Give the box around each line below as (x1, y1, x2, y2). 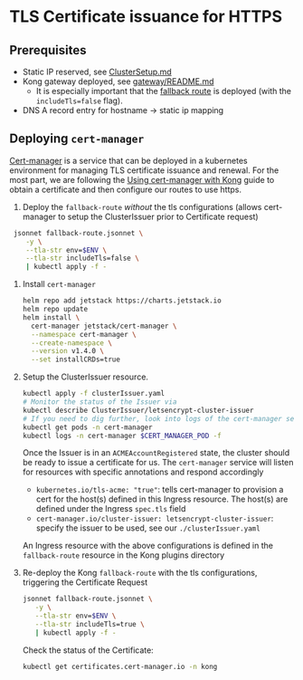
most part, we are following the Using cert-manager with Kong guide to (9, 174, 275, 185)
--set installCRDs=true (31, 355, 120, 364)
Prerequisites (9, 43, 87, 58)
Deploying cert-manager (9, 131, 145, 147)
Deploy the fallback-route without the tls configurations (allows (22, 201, 262, 212)
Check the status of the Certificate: (22, 645, 154, 656)
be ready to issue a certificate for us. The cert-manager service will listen (22, 457, 294, 468)
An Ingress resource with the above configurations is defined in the (22, 541, 274, 551)
